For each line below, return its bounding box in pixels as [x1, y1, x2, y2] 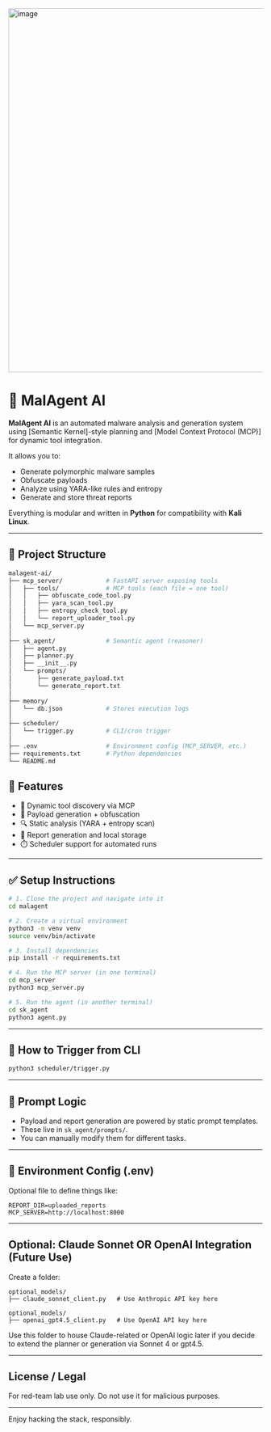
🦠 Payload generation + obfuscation [19, 809, 140, 819]
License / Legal [8, 1370, 86, 1383]
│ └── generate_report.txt [8, 682, 121, 690]
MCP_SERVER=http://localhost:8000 [8, 1208, 125, 1216]
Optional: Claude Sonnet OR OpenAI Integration [8, 1238, 252, 1252]
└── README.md [8, 757, 56, 765]
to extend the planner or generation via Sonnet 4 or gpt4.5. [8, 1338, 204, 1349]
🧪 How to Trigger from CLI [8, 1043, 141, 1057]
